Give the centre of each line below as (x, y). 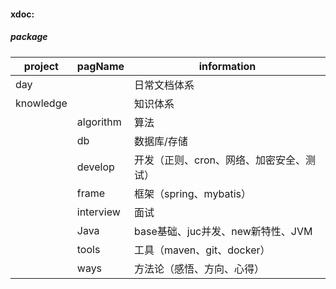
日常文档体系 (164, 85)
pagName (100, 66)
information (227, 66)
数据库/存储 (161, 141)
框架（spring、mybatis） (193, 193)
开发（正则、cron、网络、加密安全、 (220, 160)
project (41, 66)
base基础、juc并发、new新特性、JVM (223, 231)
